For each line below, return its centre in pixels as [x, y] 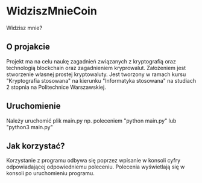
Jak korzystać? [36, 146]
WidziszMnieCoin [52, 11]
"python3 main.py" [30, 127]
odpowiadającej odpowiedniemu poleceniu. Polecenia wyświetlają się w [96, 167]
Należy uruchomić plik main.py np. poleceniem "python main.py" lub [91, 120]
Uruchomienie [33, 106]
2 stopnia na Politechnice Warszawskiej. [56, 87]
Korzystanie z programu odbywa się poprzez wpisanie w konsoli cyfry [93, 161]
